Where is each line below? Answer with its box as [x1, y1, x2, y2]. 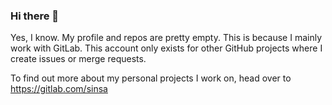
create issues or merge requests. [10, 53, 147, 65]
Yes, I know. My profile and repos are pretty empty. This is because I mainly [10, 32, 323, 44]
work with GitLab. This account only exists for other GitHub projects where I [10, 42, 323, 54]
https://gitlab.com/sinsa [10, 83, 108, 95]
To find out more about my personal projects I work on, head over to [10, 72, 292, 84]
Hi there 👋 [10, 9, 60, 23]
